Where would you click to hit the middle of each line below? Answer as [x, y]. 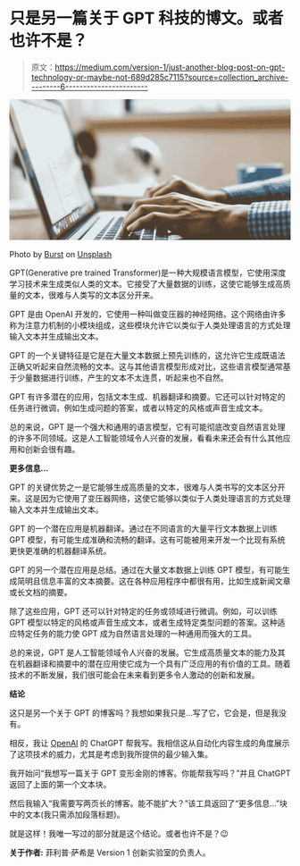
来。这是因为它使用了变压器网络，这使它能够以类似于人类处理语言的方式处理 [150, 498]
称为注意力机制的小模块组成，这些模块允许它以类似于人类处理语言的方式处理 [150, 325]
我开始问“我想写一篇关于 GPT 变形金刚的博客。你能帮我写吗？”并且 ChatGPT [150, 773]
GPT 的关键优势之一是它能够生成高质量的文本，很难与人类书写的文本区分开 [147, 487]
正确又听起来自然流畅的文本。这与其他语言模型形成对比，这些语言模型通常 [146, 366]
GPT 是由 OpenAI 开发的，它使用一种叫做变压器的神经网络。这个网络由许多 [148, 314]
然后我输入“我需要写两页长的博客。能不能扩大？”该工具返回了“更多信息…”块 [148, 803]
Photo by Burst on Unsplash [61, 254]
